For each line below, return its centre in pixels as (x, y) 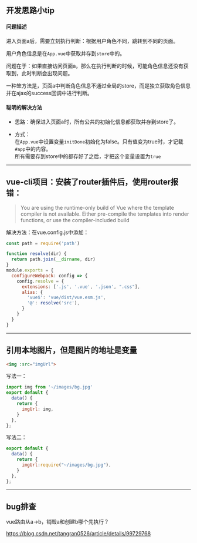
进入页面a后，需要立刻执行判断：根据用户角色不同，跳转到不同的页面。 (92, 41)
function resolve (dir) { (36, 254)
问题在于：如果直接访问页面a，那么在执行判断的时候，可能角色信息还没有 (95, 66)
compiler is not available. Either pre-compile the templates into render (105, 214)
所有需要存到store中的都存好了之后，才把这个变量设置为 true (88, 156)
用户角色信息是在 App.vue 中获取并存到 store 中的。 (65, 53)
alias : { (32, 292)
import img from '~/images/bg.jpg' (50, 387)
